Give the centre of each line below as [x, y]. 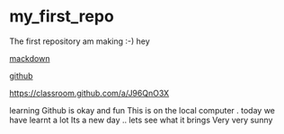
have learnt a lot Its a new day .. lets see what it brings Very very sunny [141, 120]
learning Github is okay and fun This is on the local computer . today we [142, 110]
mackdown [30, 58]
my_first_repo [62, 17]
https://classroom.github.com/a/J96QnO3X [89, 93]
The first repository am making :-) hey [80, 41]
